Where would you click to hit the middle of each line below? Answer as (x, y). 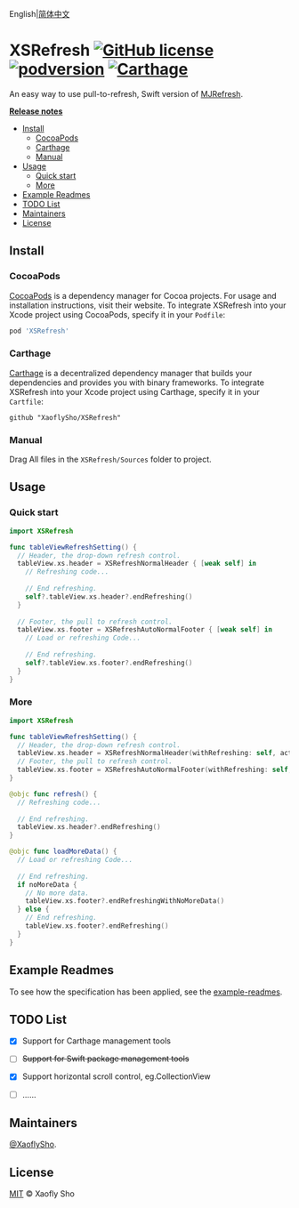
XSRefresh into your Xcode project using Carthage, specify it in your (134, 391)
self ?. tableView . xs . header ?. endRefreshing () (109, 596)
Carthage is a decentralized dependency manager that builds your (131, 373)
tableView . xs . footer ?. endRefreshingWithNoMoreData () (125, 901)
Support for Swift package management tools (105, 1059)
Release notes (36, 111)
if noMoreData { (47, 884)
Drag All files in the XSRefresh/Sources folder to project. (110, 459)
